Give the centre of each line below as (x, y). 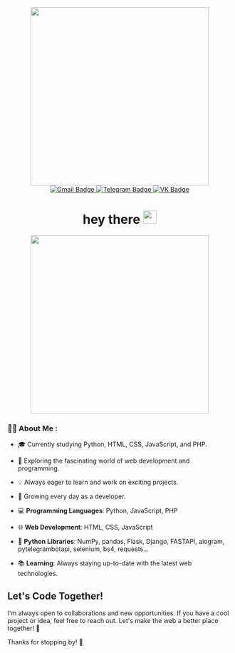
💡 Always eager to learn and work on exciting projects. (98, 482)
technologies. (38, 574)
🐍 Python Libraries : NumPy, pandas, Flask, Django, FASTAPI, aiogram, (121, 542)
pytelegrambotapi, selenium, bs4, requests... (83, 549)
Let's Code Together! (55, 596)
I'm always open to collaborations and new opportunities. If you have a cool (118, 613)
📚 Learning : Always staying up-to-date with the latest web (105, 563)
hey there (112, 220)
